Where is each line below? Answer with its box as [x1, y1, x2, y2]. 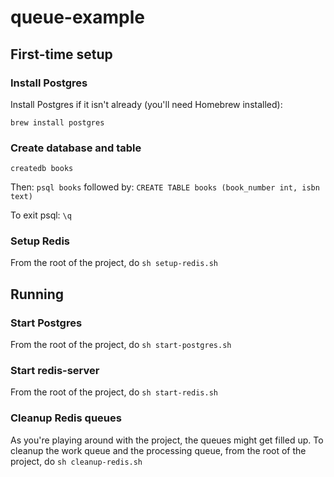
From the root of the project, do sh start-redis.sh [10, 386, 218, 398]
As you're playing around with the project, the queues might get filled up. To [10, 434, 324, 446]
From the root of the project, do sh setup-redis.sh [10, 257, 218, 269]
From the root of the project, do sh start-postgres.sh [10, 339, 232, 351]
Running [10, 286, 65, 303]
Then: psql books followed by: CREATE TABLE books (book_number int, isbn [10, 181, 320, 193]
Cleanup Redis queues [10, 411, 122, 425]
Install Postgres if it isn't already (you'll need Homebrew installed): [10, 98, 283, 110]
